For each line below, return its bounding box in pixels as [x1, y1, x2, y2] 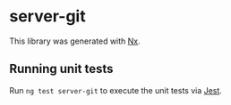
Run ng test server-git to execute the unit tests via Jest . [9, 85, 222, 95]
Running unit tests [9, 61, 114, 77]
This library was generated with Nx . [9, 36, 141, 46]
